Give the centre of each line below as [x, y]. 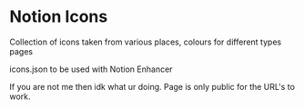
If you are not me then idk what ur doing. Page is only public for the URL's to [152, 86]
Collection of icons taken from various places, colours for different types [146, 42]
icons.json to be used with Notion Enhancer [91, 69]
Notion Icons [59, 17]
